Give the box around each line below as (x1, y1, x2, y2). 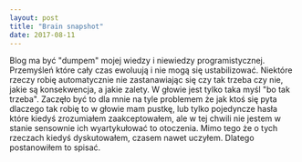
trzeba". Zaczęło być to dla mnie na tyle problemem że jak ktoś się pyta (9, 94, 277, 105)
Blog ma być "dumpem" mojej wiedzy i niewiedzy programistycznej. (9, 56, 266, 66)
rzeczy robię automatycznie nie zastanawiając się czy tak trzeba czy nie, (9, 75, 284, 86)
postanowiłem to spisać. (9, 142, 101, 153)
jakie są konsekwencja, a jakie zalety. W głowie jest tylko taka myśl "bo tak (9, 84, 290, 96)
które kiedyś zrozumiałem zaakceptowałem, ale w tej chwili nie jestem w (9, 113, 281, 124)
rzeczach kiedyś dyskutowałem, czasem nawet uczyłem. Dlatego (9, 133, 255, 144)
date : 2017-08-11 (9, 30, 76, 39)
